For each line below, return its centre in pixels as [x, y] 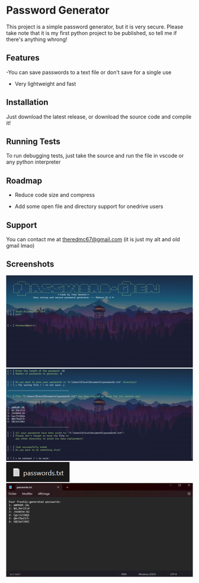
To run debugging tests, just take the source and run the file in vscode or [95, 156]
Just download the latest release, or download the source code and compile [99, 117]
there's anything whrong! [37, 39]
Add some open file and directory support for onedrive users [89, 206]
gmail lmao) [20, 246]
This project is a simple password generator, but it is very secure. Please [95, 27]
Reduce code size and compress [55, 195]
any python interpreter [33, 162]
